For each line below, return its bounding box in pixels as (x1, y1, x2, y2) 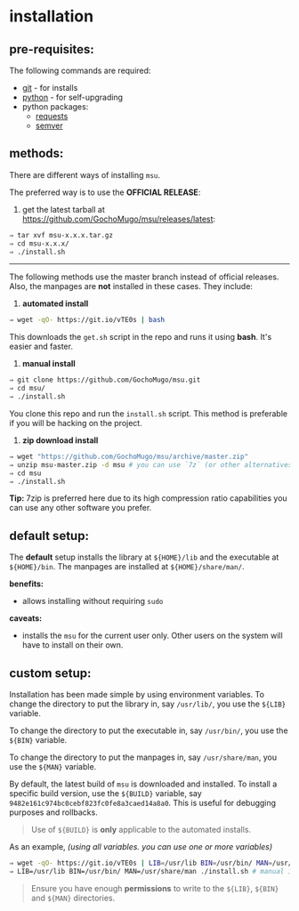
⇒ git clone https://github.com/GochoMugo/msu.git (9, 375, 201, 384)
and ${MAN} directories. (30, 892, 116, 903)
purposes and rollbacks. (9, 807, 98, 818)
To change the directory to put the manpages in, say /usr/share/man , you (9, 752, 278, 762)
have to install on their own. (21, 640, 124, 650)
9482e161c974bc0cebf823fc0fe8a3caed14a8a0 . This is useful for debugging (9, 798, 277, 809)
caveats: (9, 613, 43, 624)
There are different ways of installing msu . (9, 169, 161, 180)
